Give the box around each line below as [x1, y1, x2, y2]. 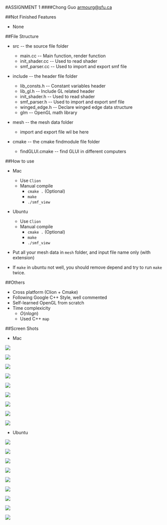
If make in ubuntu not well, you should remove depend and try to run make [12, 264, 162, 270]
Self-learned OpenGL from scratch [12, 300, 84, 305]
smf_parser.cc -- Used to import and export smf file [20, 64, 127, 69]
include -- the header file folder [12, 73, 78, 79]
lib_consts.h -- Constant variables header [20, 83, 106, 89]
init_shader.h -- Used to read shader [20, 94, 95, 99]
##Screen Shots [5, 325, 39, 331]
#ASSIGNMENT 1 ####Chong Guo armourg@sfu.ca [5, 5, 112, 10]
